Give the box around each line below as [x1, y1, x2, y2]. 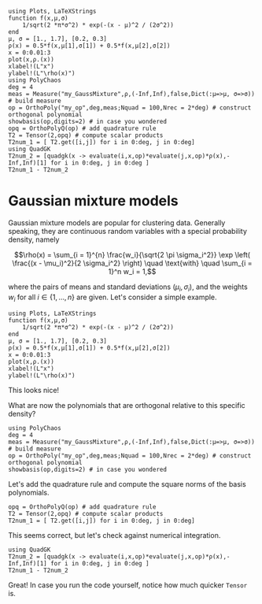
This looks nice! [8, 385, 60, 395]
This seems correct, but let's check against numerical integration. [8, 530, 221, 539]
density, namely [8, 235, 60, 244]
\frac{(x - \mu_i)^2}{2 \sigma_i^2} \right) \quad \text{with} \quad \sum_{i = [11, 258, 253, 268]
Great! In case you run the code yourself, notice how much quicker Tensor [8, 580, 248, 590]
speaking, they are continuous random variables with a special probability [8, 226, 248, 235]
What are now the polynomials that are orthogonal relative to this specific [8, 400, 245, 409]
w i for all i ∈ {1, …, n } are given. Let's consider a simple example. [8, 292, 218, 303]
